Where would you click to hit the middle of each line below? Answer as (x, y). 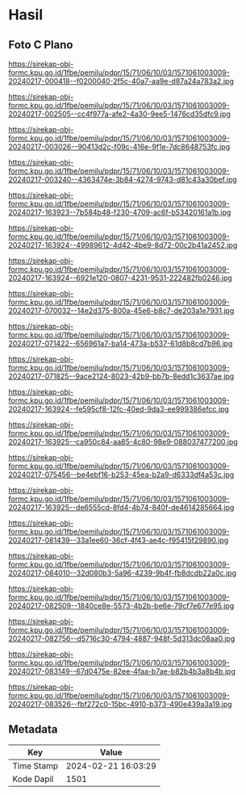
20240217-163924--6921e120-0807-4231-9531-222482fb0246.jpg (120, 278)
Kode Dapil (33, 779)
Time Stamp (35, 766)
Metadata (33, 729)
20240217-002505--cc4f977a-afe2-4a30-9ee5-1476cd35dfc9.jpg (120, 114)
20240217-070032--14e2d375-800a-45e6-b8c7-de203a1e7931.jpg (121, 311)
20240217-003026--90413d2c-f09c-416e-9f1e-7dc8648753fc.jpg (119, 146)
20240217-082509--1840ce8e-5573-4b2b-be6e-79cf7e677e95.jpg (121, 606)
